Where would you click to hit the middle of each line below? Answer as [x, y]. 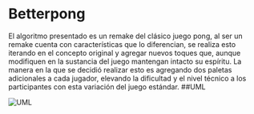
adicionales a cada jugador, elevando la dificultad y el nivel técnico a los [127, 78]
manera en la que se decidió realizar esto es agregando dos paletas [120, 69]
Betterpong [47, 14]
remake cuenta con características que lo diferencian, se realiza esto [122, 44]
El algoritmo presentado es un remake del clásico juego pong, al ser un [125, 36]
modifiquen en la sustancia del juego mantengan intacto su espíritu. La [125, 61]
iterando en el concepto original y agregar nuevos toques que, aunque [125, 53]
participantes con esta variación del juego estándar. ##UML [107, 86]
